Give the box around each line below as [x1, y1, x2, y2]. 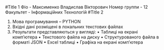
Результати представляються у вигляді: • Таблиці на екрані [12, 29, 138, 34]
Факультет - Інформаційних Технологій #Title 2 [5, 9, 103, 15]
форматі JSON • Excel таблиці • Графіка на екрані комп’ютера [12, 39, 143, 45]
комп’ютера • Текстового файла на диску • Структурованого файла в [12, 34, 159, 40]
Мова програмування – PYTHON [12, 19, 81, 24]
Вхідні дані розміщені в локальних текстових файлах [12, 24, 123, 30]
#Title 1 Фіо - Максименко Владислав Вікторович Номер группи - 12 [5, 4, 148, 10]
